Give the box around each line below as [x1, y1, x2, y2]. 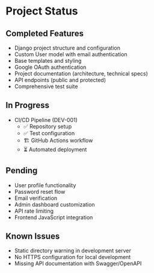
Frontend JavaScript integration [14, 213, 93, 221]
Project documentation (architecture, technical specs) [14, 70, 149, 77]
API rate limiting [14, 207, 54, 214]
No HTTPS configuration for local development [14, 254, 131, 261]
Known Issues [5, 231, 60, 242]
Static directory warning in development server [14, 247, 132, 254]
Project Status [5, 4, 79, 18]
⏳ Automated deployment [23, 146, 87, 153]
